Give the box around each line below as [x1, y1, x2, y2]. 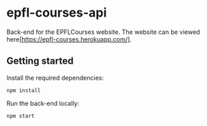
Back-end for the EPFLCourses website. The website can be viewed [6, 28, 200, 36]
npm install [6, 87, 41, 94]
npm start [6, 112, 35, 119]
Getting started [6, 55, 74, 67]
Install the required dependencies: [6, 73, 105, 82]
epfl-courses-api [6, 5, 107, 21]
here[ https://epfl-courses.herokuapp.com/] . [6, 35, 132, 43]
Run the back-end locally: [6, 99, 80, 107]
